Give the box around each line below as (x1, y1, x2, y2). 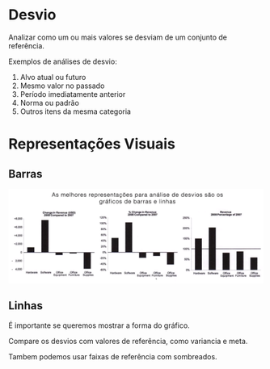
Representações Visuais (8, 135, 175, 153)
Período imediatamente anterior (19, 89, 126, 99)
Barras (8, 167, 43, 181)
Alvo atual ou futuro (19, 72, 86, 82)
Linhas (8, 299, 43, 312)
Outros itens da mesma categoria (19, 107, 132, 116)
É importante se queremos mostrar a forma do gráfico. (8, 321, 190, 330)
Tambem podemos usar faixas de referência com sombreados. (8, 351, 217, 361)
